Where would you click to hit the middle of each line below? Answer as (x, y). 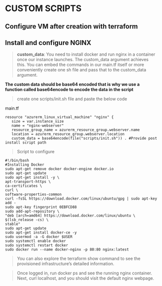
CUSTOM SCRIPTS (43, 8)
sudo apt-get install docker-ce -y (41, 233)
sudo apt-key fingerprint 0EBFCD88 (41, 207)
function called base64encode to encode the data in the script (69, 90)
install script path (26, 143)
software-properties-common (33, 194)
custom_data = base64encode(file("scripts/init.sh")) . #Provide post (84, 139)
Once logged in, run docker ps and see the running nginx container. (84, 273)
